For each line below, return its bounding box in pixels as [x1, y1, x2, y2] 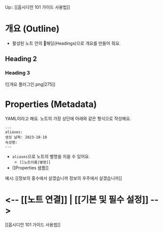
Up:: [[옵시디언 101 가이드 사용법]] [5, 4, 70, 10]
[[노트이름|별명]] [19, 160, 51, 165]
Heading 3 [5, 70, 30, 76]
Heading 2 [5, 55, 38, 63]
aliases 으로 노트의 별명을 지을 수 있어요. [12, 153, 90, 159]
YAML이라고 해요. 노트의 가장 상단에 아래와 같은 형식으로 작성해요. [5, 116, 132, 121]
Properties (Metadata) [5, 98, 97, 110]
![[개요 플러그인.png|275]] [5, 81, 56, 87]
